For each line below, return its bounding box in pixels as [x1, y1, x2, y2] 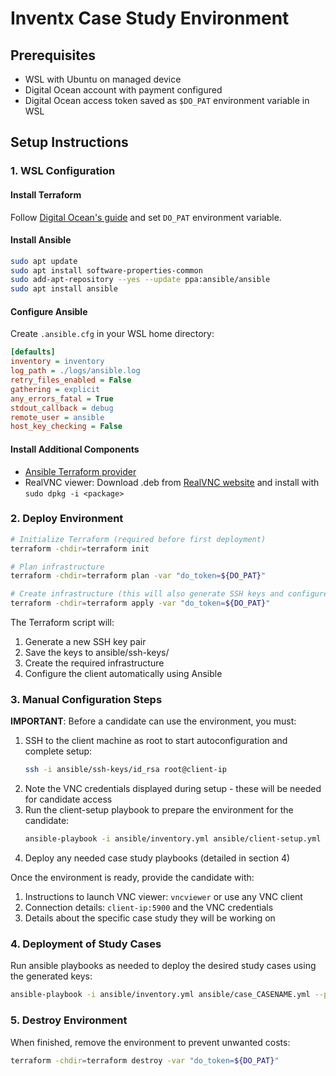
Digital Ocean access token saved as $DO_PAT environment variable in [24, 95, 310, 106]
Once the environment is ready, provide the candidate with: [10, 872, 255, 884]
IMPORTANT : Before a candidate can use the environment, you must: [10, 715, 297, 727]
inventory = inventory [10, 357, 105, 367]
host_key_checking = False [10, 422, 123, 432]
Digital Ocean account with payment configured [24, 84, 223, 96]
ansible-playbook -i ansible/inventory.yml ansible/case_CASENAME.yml [10, 990, 311, 1000]
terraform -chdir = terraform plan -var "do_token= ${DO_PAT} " [10, 571, 267, 581]
